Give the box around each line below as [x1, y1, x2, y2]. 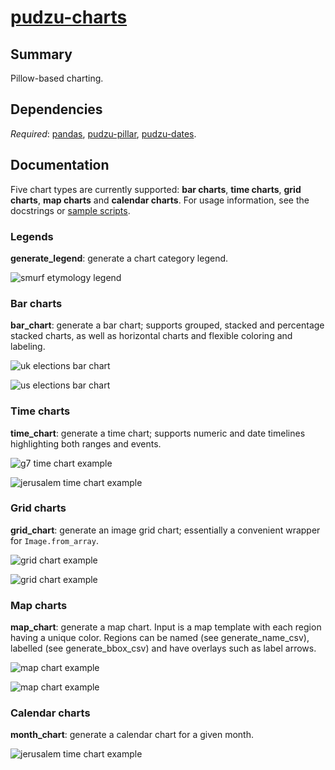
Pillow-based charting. [10, 72, 104, 84]
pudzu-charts [10, 6, 128, 29]
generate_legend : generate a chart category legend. [10, 252, 229, 264]
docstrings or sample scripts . [10, 204, 131, 216]
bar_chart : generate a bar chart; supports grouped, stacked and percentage [10, 319, 325, 331]
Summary [10, 46, 73, 63]
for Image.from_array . [10, 534, 99, 546]
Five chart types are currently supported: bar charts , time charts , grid [10, 183, 302, 195]
